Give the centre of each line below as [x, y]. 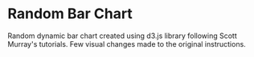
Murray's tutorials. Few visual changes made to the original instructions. [127, 44]
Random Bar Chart [70, 14]
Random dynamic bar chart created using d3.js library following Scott [123, 36]
